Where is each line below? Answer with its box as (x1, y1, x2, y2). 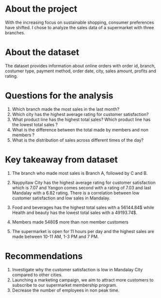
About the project (5, 3, 78, 15)
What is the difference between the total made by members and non (12, 127, 149, 132)
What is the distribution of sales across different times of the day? (12, 137, 144, 143)
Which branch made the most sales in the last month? (12, 106, 120, 112)
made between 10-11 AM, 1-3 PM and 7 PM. (12, 233, 99, 239)
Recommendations (5, 250, 83, 262)
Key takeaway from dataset (5, 154, 118, 165)
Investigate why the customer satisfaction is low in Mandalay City (12, 266, 143, 272)
